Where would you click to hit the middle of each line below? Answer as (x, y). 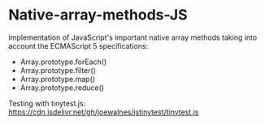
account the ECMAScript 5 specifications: (78, 45)
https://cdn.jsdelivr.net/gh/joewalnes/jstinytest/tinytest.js (104, 112)
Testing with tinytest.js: (47, 103)
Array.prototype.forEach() (63, 62)
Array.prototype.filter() (58, 70)
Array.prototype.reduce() (62, 88)
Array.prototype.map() (58, 79)
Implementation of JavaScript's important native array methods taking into (133, 37)
